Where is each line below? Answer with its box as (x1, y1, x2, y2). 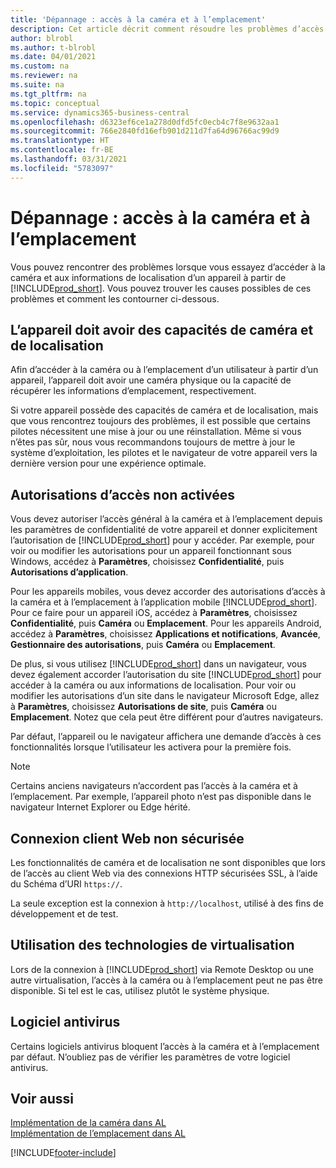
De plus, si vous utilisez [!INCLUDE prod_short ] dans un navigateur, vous (10, 658, 307, 670)
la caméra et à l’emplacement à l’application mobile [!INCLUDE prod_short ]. (10, 596, 318, 608)
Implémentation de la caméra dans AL (10, 1117, 167, 1129)
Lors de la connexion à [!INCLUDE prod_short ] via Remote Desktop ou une (10, 963, 314, 975)
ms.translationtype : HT (10, 136, 110, 146)
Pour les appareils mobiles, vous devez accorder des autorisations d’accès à (10, 586, 326, 598)
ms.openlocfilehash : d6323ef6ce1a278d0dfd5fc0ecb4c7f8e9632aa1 (10, 117, 280, 127)
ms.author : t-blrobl (10, 42, 97, 53)
